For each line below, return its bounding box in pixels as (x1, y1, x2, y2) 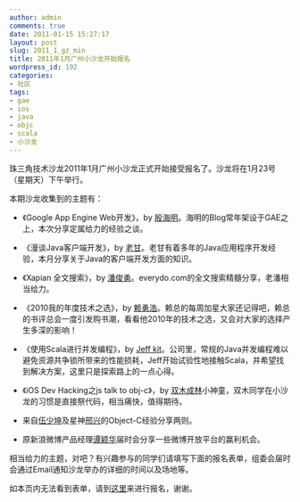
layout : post (9, 37, 58, 47)
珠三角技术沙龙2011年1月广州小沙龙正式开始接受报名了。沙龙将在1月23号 (9, 162, 277, 174)
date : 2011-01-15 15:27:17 (9, 29, 110, 38)
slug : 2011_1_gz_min (9, 46, 87, 55)
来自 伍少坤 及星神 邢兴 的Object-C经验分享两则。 (21, 415, 197, 425)
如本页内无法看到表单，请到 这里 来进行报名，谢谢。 (9, 482, 197, 493)
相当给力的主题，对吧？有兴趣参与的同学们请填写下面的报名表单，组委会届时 (9, 452, 291, 464)
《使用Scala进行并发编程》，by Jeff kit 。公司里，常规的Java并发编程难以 (21, 343, 289, 354)
